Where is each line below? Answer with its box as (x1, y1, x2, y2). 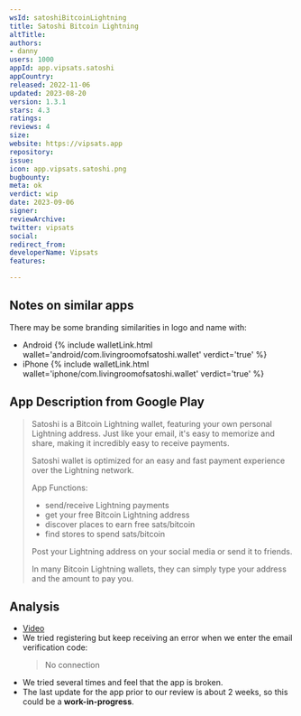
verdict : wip (9, 190, 59, 199)
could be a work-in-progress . (22, 696, 135, 707)
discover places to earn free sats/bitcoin (44, 518, 196, 529)
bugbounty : (9, 172, 50, 181)
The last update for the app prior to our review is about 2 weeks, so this (22, 687, 288, 698)
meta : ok (9, 181, 42, 191)
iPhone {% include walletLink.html (22, 358, 150, 369)
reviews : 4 (9, 123, 50, 132)
